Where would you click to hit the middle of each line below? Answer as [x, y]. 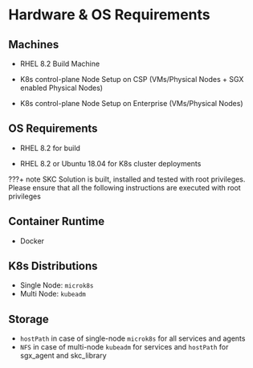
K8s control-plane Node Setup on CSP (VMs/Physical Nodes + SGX [132, 79]
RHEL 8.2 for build [50, 148]
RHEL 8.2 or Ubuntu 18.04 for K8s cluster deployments [110, 163]
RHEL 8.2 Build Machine [60, 63]
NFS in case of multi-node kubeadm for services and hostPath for [124, 347]
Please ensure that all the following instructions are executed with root [124, 187]
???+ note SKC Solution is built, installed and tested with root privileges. [127, 179]
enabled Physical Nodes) [61, 88]
